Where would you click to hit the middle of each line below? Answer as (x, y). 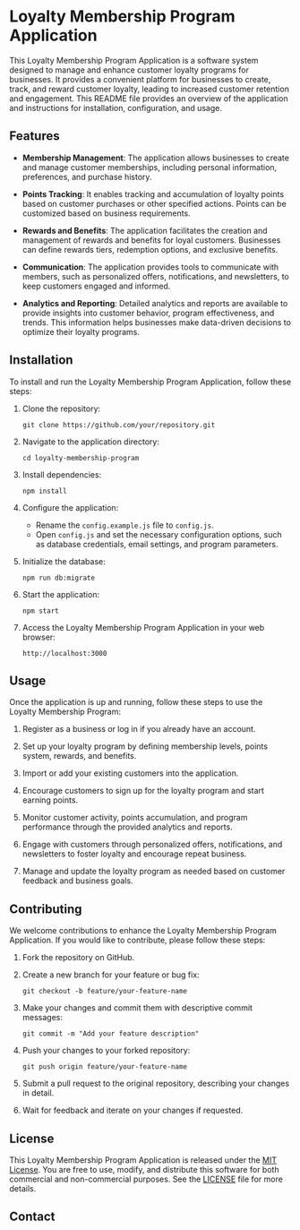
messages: (43, 1018)
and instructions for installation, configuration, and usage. (116, 108)
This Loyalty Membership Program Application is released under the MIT (143, 1160)
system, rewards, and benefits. (79, 756)
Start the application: (61, 594)
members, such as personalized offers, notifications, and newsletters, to (155, 276)
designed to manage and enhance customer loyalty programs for (129, 70)
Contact (32, 1217)
